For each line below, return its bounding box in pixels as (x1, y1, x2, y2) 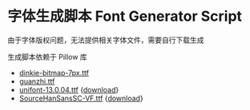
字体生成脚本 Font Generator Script (7, 7, 242, 26)
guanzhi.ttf (18, 77, 55, 86)
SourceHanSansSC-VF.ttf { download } (18, 93, 143, 103)
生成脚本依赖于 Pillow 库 (7, 52, 87, 61)
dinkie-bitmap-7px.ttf (18, 68, 90, 77)
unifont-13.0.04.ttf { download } (18, 84, 119, 94)
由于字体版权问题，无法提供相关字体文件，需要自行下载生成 (7, 35, 204, 45)
